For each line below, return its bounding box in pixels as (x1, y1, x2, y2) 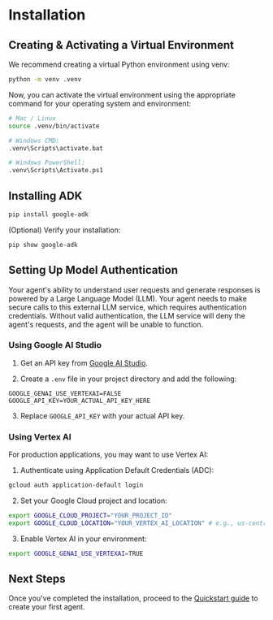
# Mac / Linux (8, 114, 57, 123)
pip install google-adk (8, 210, 89, 219)
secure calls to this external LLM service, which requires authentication (8, 302, 247, 312)
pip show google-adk (8, 241, 79, 249)
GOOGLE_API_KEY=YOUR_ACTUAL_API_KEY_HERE (8, 397, 151, 405)
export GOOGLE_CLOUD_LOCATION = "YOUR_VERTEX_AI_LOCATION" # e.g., (8, 518, 234, 527)
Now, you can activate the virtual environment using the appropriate (8, 89, 236, 99)
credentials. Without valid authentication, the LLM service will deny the (8, 310, 245, 320)
